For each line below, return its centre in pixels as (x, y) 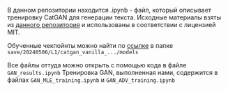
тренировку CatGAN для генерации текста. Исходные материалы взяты (114, 17)
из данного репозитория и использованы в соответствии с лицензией (112, 25)
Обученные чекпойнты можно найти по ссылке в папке (90, 45)
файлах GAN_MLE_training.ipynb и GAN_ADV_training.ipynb (91, 80)
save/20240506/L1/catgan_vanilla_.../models (73, 52)
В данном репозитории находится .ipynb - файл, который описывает (109, 10)
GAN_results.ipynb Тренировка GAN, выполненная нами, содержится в (113, 73)
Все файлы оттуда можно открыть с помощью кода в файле (97, 65)
